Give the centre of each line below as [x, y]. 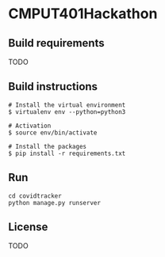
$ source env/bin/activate [53, 132]
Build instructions [53, 87]
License [28, 227]
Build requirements [56, 43]
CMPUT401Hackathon [83, 14]
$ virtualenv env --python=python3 [67, 111]
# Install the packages [48, 146]
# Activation [30, 126]
